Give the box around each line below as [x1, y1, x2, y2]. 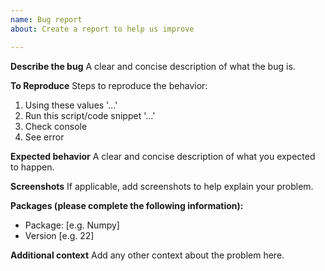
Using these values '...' [24, 99, 118, 111]
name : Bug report [10, 14, 83, 25]
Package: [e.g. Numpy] [24, 219, 120, 231]
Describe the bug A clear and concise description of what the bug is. [10, 60, 296, 72]
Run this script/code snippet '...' [24, 109, 156, 121]
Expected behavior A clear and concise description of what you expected [10, 150, 316, 162]
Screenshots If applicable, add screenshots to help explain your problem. [10, 180, 314, 192]
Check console [24, 120, 88, 132]
